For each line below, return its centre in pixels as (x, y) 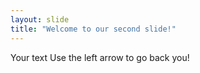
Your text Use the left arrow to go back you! (100, 57)
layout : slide (40, 19)
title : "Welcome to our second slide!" (93, 29)
